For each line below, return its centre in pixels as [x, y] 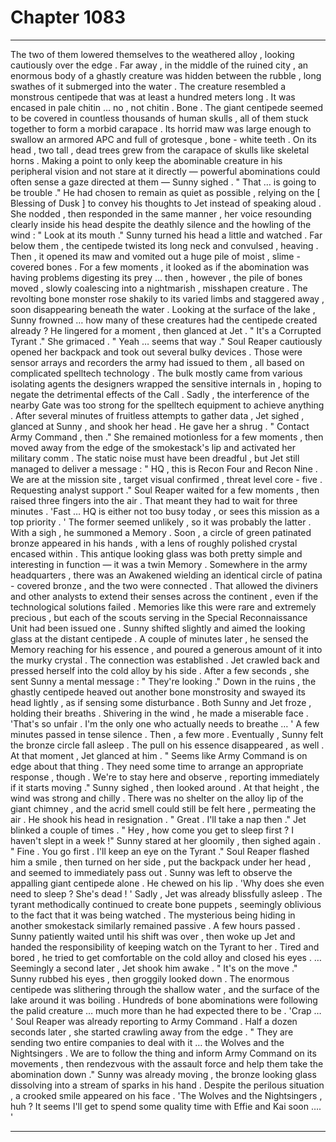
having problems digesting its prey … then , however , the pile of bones [156, 277]
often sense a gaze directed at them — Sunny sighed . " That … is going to [163, 182]
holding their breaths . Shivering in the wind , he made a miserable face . [159, 713]
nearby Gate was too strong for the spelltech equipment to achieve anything [167, 405]
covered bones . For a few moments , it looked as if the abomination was [160, 267]
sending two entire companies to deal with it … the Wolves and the [147, 1042]
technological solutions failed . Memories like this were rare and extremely [163, 607]
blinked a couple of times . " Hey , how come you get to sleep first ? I [152, 830]
